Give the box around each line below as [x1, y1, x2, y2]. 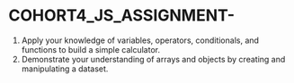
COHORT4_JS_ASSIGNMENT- [8, 5, 236, 26]
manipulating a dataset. [21, 63, 109, 74]
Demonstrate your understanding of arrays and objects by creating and [21, 54, 286, 64]
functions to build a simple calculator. [21, 44, 161, 54]
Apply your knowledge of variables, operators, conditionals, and [21, 35, 260, 46]
